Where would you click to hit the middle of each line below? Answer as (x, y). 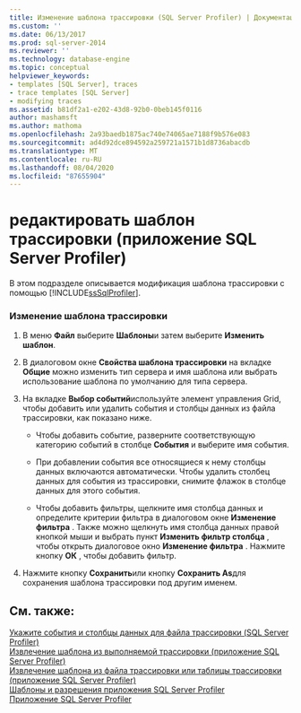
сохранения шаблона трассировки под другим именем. (129, 583)
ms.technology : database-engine (69, 59)
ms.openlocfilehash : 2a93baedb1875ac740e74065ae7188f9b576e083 (130, 135)
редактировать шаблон (102, 220)
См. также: (42, 611)
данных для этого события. (88, 491)
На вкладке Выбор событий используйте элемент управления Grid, (152, 399)
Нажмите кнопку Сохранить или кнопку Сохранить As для (134, 573)
